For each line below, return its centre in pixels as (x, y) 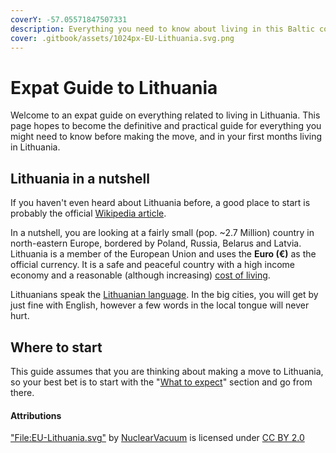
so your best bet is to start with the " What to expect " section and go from (161, 382)
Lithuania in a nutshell (80, 178)
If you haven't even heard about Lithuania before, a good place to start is (160, 203)
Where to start (56, 347)
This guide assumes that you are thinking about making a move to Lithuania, (167, 371)
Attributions (36, 415)
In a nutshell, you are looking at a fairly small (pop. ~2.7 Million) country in (162, 233)
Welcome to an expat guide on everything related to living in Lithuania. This (165, 115)
